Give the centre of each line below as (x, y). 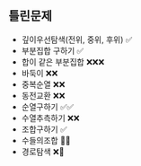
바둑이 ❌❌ (40, 73)
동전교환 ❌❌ (43, 95)
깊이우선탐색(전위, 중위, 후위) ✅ (77, 39)
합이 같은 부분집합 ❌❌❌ (63, 62)
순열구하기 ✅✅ (47, 107)
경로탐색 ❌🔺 (43, 152)
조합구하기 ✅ (44, 129)
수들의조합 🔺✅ (46, 140)
